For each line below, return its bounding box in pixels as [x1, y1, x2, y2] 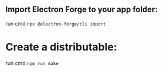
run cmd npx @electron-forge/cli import [5, 20, 106, 27]
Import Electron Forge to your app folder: [5, 5, 158, 15]
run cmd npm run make [5, 59, 59, 66]
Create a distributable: [5, 41, 118, 53]
